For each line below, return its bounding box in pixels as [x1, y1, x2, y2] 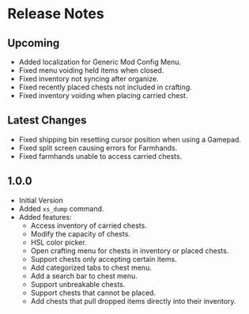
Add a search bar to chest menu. [30, 270, 138, 281]
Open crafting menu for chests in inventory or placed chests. [30, 246, 229, 255]
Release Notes [7, 5, 104, 23]
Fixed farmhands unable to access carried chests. [18, 151, 183, 161]
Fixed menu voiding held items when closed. [18, 66, 164, 75]
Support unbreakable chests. [30, 279, 126, 289]
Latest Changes [7, 114, 87, 127]
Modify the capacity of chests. [30, 229, 131, 238]
